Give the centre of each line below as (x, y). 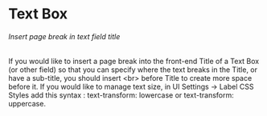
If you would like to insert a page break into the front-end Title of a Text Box (134, 62)
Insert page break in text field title (64, 36)
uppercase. (27, 104)
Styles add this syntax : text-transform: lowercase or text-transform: (121, 95)
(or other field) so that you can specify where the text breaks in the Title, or (133, 70)
